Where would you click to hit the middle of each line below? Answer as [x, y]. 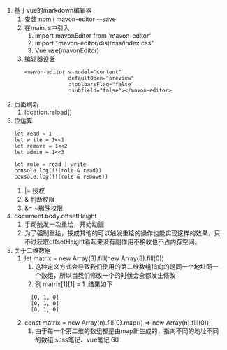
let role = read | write [50, 164]
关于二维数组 [32, 250]
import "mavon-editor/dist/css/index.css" [94, 43]
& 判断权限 [39, 199]
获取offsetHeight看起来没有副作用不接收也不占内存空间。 [119, 241]
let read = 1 [33, 134]
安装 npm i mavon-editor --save [70, 19]
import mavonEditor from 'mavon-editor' [93, 36]
